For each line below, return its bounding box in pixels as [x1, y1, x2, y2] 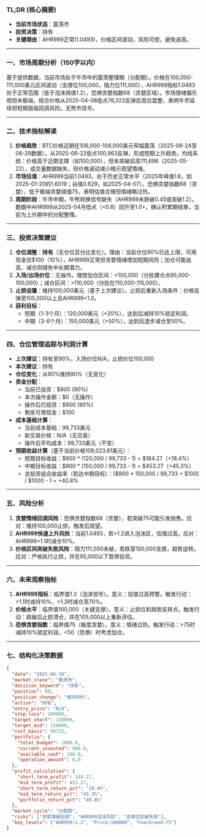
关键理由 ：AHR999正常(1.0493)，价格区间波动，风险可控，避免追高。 [15, 36, 192, 44]
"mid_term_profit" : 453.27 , [17, 779, 89, 785]
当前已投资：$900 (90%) [24, 386, 88, 393]
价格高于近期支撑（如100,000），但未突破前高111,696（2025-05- [26, 157, 189, 164]
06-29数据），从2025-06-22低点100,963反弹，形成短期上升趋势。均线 [15, 149, 193, 157]
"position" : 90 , [12, 688, 53, 694]
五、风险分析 [6, 499, 45, 508]
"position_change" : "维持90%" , [12, 694, 90, 700]
